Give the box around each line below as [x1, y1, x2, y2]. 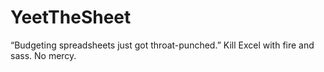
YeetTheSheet [10, 6, 132, 29]
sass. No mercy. [10, 49, 77, 61]
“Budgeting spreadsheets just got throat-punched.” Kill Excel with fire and [10, 39, 315, 51]
